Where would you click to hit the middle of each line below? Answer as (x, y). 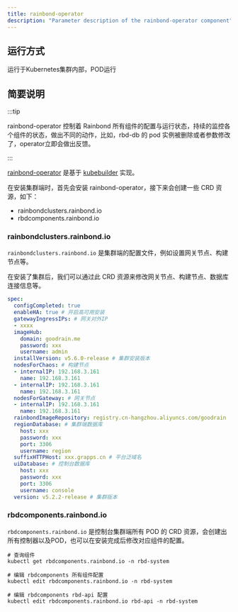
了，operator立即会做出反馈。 (51, 144)
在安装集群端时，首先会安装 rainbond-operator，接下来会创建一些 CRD (111, 188)
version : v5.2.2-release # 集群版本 (66, 497)
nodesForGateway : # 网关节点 (55, 398)
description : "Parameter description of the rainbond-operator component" (120, 21)
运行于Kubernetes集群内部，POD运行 (62, 69)
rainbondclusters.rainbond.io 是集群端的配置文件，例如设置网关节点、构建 (118, 253)
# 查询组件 (21, 555)
